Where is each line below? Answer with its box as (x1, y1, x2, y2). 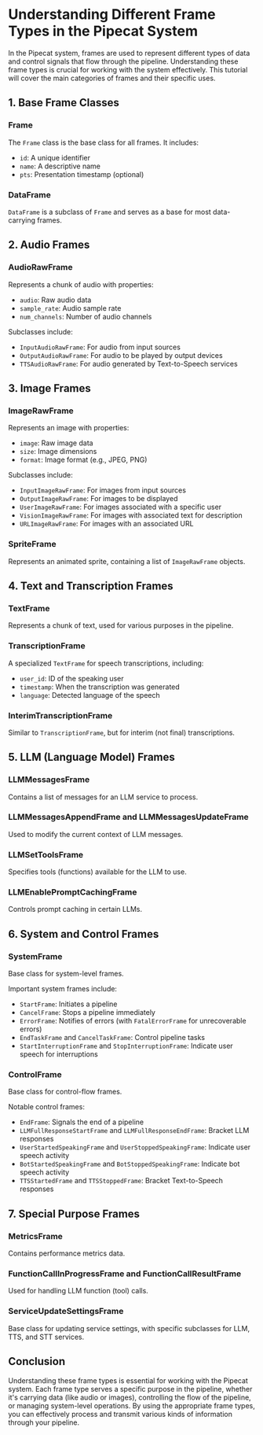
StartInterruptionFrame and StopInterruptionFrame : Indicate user (19, 1041, 233, 1051)
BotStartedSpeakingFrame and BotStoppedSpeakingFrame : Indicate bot (19, 1159, 240, 1169)
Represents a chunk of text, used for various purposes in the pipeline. (8, 621, 234, 630)
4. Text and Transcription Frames (8, 579, 174, 592)
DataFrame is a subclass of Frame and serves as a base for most (8, 207, 212, 216)
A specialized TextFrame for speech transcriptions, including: (8, 658, 204, 668)
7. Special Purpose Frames (8, 1207, 140, 1220)
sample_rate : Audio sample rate (19, 303, 122, 312)
